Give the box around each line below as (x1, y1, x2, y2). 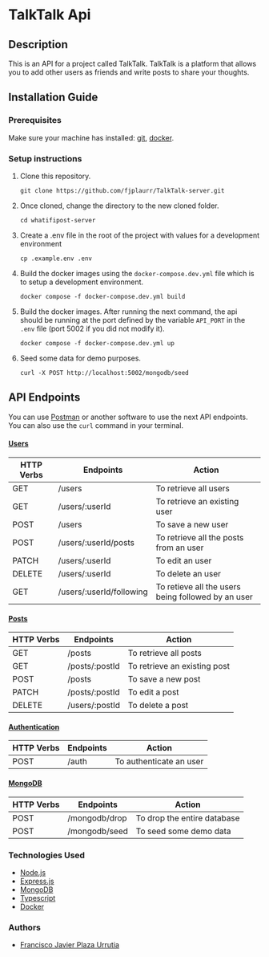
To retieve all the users (155, 581, 242, 592)
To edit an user (155, 556, 212, 566)
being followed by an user (155, 592, 254, 602)
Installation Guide (8, 91, 98, 104)
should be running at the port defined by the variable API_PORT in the (19, 315, 246, 324)
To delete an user (155, 568, 222, 579)
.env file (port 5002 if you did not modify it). (19, 324, 166, 333)
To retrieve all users (155, 483, 231, 494)
